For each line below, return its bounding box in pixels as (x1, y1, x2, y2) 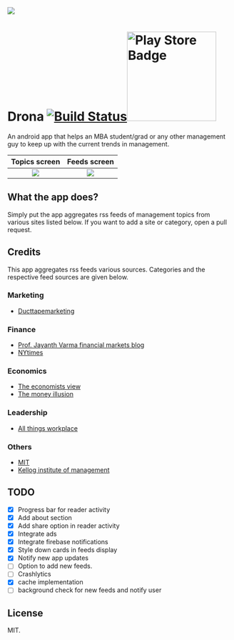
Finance (7, 324, 36, 334)
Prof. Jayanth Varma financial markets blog (17, 341, 145, 349)
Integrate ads (17, 529, 57, 539)
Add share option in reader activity (17, 521, 120, 530)
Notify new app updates (17, 554, 89, 562)
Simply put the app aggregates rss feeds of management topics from (7, 210, 210, 219)
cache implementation (17, 578, 83, 586)
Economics (7, 366, 47, 376)
